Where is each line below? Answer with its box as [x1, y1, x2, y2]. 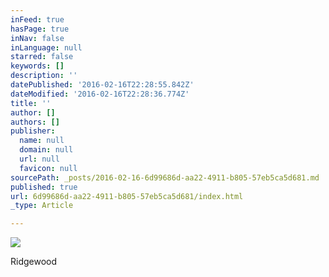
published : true [10, 182, 78, 192]
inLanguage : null [10, 42, 83, 53]
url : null [19, 154, 60, 164]
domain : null [19, 145, 74, 155]
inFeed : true [10, 14, 65, 25]
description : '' [10, 71, 78, 81]
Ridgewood [10, 256, 58, 268]
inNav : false [10, 33, 65, 43]
